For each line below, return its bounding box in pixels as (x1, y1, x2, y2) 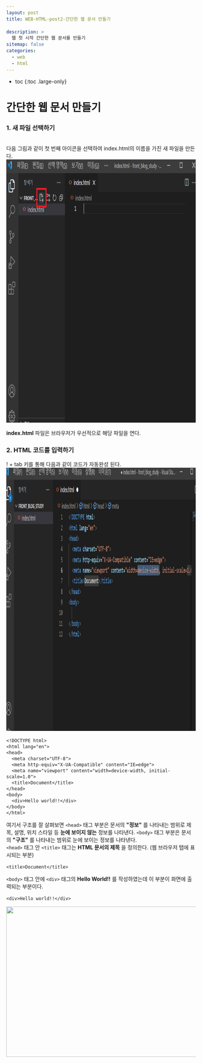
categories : (6, 48, 36, 54)
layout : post (6, 10, 39, 16)
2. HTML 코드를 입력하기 (6, 446, 74, 454)
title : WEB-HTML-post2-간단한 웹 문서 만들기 (6, 16, 111, 22)
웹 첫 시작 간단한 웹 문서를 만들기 (11, 35, 86, 42)
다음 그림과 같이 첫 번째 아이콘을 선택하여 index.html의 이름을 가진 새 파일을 (6, 145, 185, 152)
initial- (148, 768, 171, 774)
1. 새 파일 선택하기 (6, 123, 55, 132)
